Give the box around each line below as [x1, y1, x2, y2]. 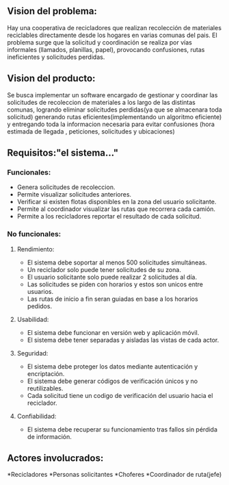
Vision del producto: [7, 73, 96, 84]
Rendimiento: [16, 245, 55, 253]
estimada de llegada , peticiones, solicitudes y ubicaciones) [7, 127, 176, 136]
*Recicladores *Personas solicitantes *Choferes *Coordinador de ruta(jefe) [7, 471, 222, 479]
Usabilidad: [16, 315, 49, 323]
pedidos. [27, 301, 53, 310]
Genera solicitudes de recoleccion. [16, 183, 116, 191]
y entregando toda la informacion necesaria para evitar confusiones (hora [7, 120, 215, 128]
